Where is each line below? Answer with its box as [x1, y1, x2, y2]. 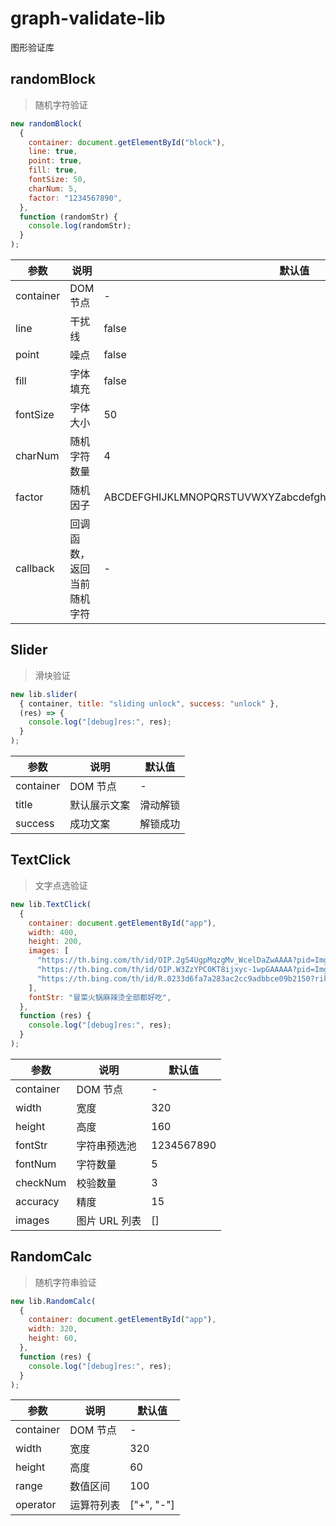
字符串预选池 [76, 1138, 137, 1152]
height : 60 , [28, 1333, 78, 1344]
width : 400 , [28, 927, 78, 937]
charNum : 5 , [28, 183, 78, 194]
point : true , [28, 156, 83, 166]
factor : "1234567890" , [28, 193, 123, 203]
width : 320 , [28, 1324, 78, 1334]
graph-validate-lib [10, 7, 166, 30]
